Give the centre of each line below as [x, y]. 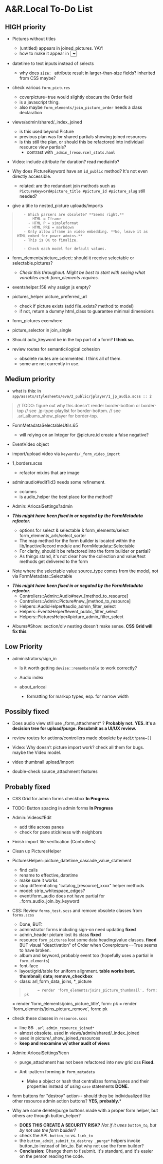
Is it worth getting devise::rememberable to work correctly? [78, 668]
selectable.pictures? [32, 263]
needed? [28, 196]
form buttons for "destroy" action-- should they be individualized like [81, 1096]
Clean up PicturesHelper [37, 851]
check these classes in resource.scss [50, 1018]
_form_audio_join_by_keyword [49, 901]
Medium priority [30, 379]
